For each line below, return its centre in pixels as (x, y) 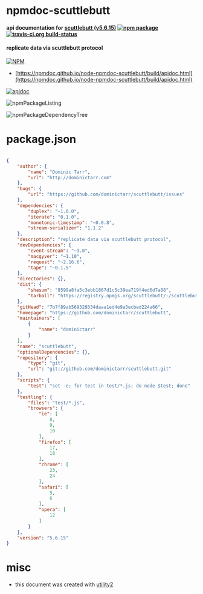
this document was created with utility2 (64, 584)
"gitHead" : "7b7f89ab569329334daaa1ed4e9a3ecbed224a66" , (90, 307)
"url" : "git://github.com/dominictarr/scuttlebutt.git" (100, 369)
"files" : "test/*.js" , (56, 403)
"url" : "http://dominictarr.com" (70, 177)
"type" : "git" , (47, 363)
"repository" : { (38, 358)
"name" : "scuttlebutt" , (47, 346)
